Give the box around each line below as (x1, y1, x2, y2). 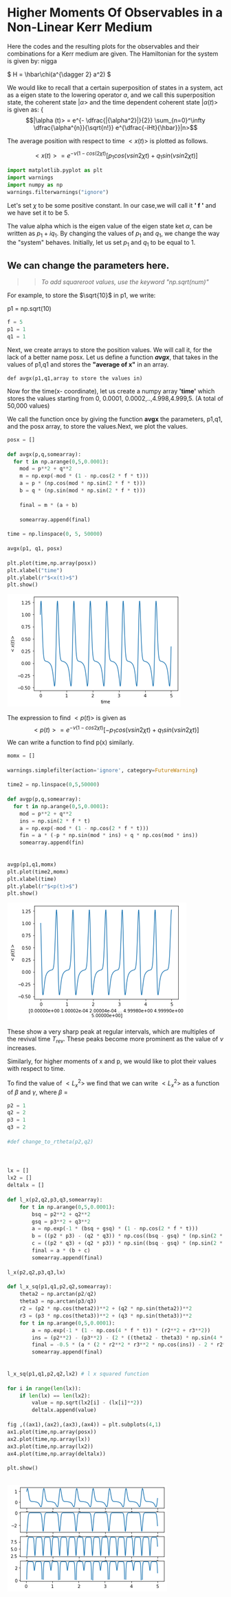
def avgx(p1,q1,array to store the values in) (7, 375, 143, 382)
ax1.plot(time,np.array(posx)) (7, 1428, 97, 1435)
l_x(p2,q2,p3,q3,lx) (7, 1269, 67, 1276)
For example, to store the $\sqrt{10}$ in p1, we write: (7, 291, 156, 300)
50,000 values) (7, 401, 50, 410)
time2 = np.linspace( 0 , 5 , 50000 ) (7, 781, 100, 788)
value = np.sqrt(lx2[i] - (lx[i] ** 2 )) (32, 1400, 143, 1406)
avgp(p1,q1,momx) (7, 861, 57, 868)
